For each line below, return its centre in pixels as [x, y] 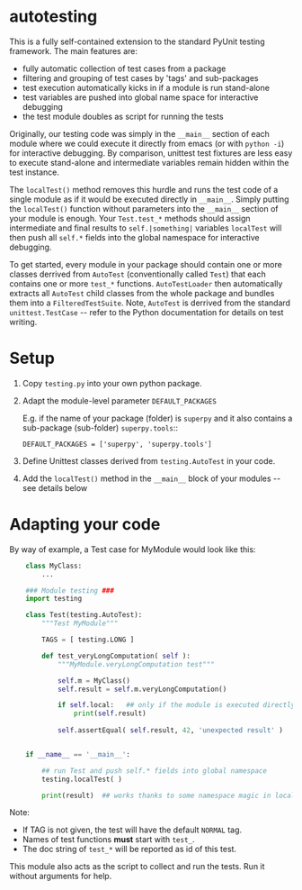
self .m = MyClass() [93, 681]
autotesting [53, 17]
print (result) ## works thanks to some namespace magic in [156, 795]
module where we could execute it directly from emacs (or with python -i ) [147, 143]
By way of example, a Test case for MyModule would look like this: [133, 549]
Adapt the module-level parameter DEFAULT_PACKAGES [120, 400]
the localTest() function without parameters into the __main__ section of [144, 208]
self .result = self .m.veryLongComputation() [142, 689]
